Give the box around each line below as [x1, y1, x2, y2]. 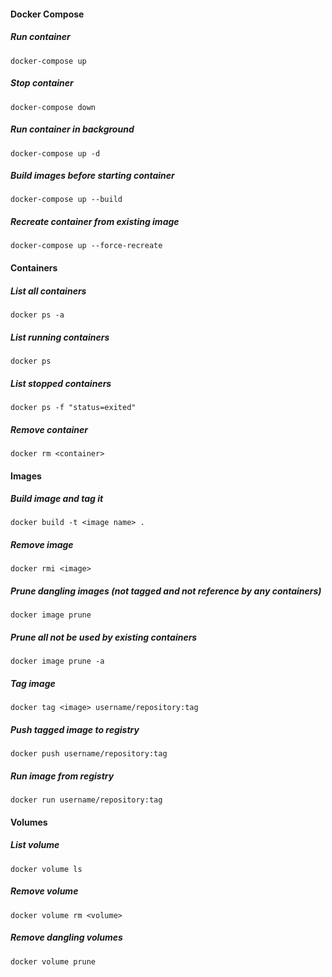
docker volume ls [10, 864, 83, 874]
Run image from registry [10, 770, 115, 782]
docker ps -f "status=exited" [10, 402, 137, 412]
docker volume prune [10, 956, 97, 967]
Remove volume [10, 885, 79, 897]
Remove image [10, 539, 74, 551]
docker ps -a [10, 310, 65, 320]
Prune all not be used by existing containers [10, 631, 198, 643]
